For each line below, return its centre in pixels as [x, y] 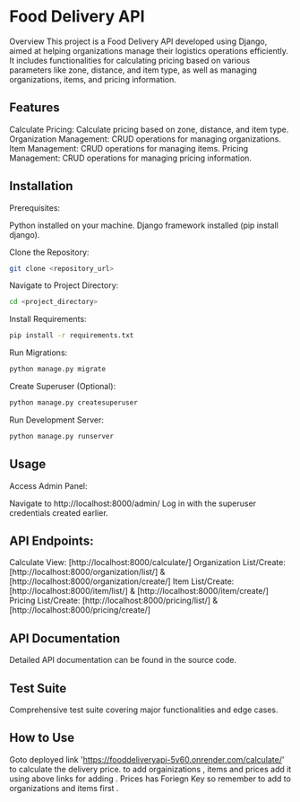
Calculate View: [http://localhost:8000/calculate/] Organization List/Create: [148, 562]
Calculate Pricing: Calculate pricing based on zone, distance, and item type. [149, 129]
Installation [41, 186]
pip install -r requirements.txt [72, 336]
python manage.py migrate [57, 370]
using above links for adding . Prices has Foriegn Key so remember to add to [150, 779]
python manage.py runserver [62, 436]
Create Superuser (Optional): [63, 387]
